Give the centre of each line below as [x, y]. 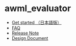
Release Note [25, 33]
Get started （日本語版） [37, 22]
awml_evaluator [38, 8]
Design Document [30, 38]
